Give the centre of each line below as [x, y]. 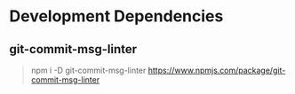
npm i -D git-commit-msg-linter [88, 70]
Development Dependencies [116, 16]
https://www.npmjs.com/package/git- [217, 70]
